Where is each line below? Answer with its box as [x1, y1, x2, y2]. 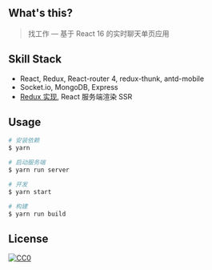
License [8, 232, 49, 245]
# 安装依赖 [8, 136, 40, 145]
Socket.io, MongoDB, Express [19, 82, 118, 91]
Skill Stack [8, 52, 62, 66]
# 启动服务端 [8, 159, 46, 167]
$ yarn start [8, 187, 52, 195]
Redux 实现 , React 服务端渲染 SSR [19, 91, 133, 101]
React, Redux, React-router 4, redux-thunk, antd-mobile [19, 74, 205, 83]
